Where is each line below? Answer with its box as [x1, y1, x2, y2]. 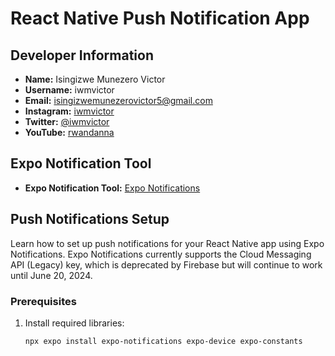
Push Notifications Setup [10, 211, 170, 228]
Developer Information [10, 47, 155, 64]
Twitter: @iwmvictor [24, 116, 110, 127]
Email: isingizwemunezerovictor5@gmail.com [24, 95, 213, 106]
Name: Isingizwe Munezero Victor [24, 73, 166, 85]
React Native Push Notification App [10, 7, 310, 30]
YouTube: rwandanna [24, 127, 115, 138]
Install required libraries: [24, 317, 125, 329]
